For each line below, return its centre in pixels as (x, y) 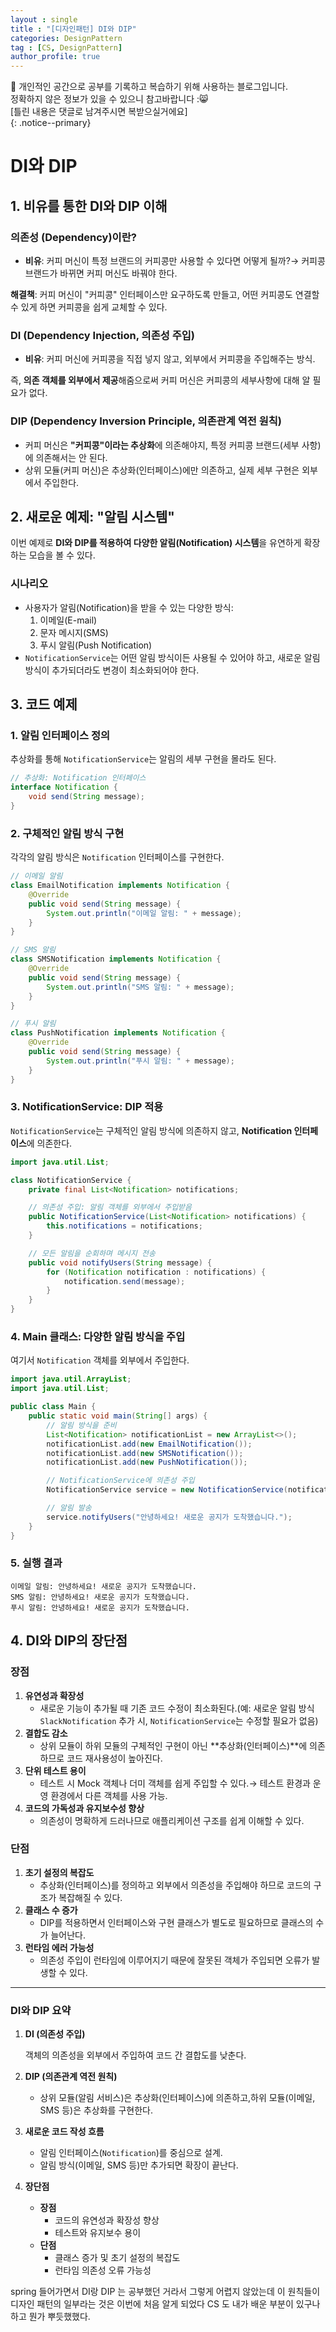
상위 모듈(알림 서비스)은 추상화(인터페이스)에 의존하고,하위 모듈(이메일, (177, 2098)
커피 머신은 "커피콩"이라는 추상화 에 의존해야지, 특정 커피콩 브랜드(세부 (162, 445)
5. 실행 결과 (36, 1563)
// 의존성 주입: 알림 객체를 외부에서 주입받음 (110, 1207)
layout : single (44, 19)
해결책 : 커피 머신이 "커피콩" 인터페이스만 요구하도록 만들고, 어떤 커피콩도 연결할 (165, 294)
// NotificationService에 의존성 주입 (120, 1481)
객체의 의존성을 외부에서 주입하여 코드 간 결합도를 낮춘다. (135, 2055)
